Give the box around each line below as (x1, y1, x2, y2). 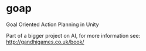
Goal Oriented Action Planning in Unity (6, 21, 99, 28)
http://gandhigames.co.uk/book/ (6, 38, 84, 45)
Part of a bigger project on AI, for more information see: (6, 32, 141, 39)
